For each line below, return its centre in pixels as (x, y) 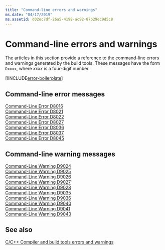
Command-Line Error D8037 (35, 133)
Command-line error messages (55, 94)
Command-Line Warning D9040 (38, 203)
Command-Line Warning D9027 (38, 182)
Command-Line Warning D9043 (38, 214)
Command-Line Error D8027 (35, 122)
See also (19, 230)
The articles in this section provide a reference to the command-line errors (82, 58)
